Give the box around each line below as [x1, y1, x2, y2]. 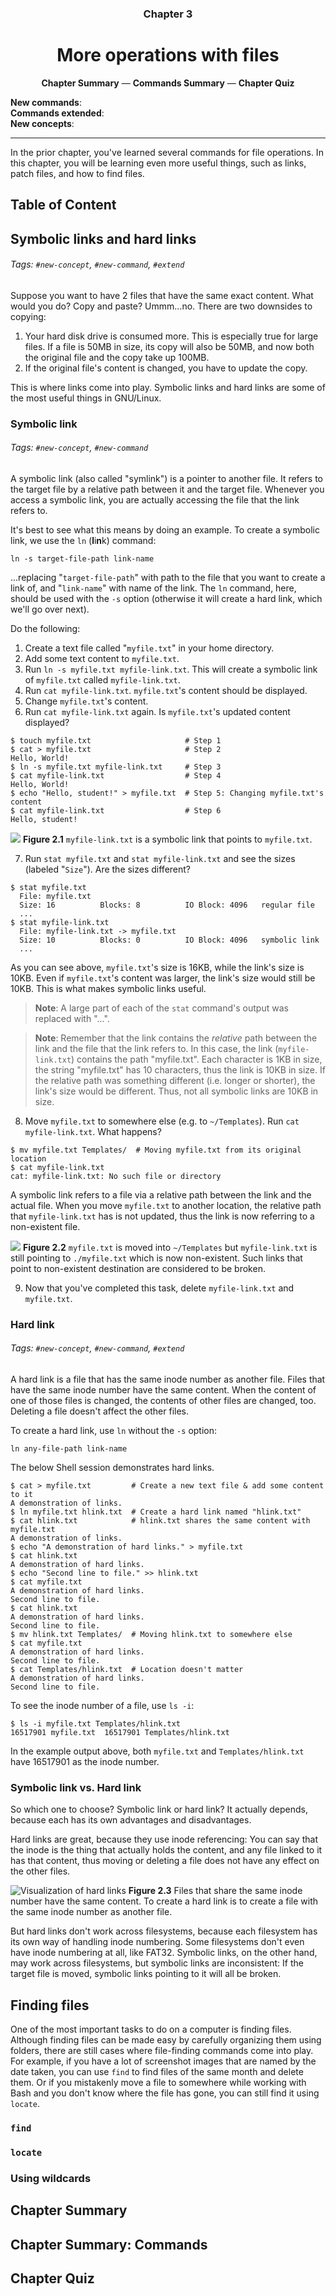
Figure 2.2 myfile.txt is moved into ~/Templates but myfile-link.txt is [22, 1241, 318, 1253]
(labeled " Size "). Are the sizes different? [24, 863, 192, 875]
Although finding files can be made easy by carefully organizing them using [10, 2034, 322, 2046]
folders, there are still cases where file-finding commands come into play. [10, 2045, 314, 2057]
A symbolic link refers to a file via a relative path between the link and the [10, 1188, 312, 1201]
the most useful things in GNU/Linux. [10, 392, 162, 404]
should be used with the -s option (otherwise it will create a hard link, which [10, 592, 323, 604]
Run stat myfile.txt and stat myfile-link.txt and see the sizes [24, 852, 296, 864]
